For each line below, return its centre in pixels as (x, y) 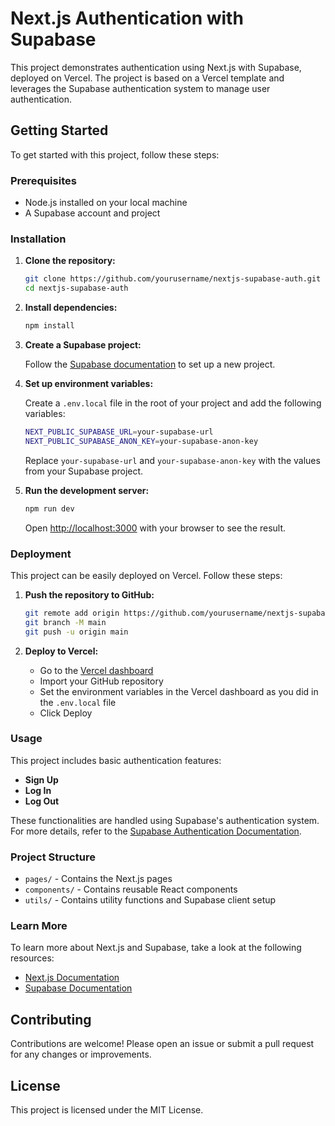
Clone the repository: (70, 261)
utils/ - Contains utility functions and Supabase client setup (150, 900)
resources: (32, 958)
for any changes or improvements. (81, 1054)
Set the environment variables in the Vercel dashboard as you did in (179, 691)
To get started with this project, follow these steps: (115, 154)
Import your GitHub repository (101, 681)
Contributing (51, 1019)
